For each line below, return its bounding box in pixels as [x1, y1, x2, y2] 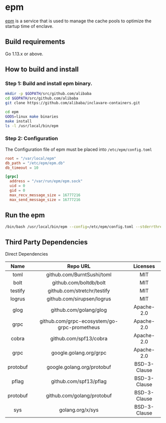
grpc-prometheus [57, 324, 100, 331]
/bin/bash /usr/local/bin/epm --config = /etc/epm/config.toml [5, 224, 134, 229]
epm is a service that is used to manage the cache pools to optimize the [5, 18, 152, 24]
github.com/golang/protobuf [46, 392, 112, 399]
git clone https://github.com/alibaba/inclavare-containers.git [5, 101, 140, 106]
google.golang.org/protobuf [46, 364, 111, 371]
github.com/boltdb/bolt [51, 280, 106, 286]
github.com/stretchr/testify [47, 287, 110, 294]
